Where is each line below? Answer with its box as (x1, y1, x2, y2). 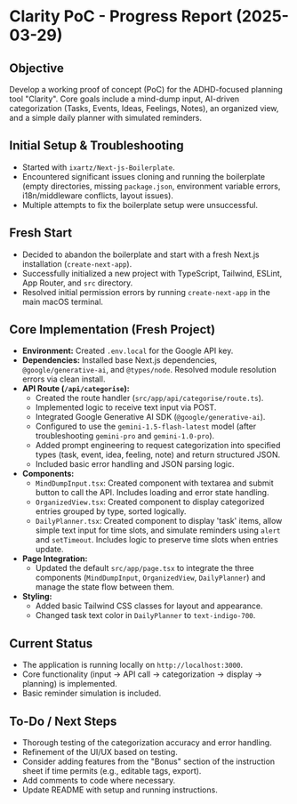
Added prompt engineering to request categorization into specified (35, 440, 281, 451)
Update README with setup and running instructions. (21, 784, 218, 795)
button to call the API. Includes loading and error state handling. (35, 487, 269, 498)
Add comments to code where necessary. (21, 776, 176, 786)
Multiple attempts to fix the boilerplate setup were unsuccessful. (21, 199, 259, 210)
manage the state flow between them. (35, 582, 175, 592)
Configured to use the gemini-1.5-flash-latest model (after (35, 421, 257, 432)
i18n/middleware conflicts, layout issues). (21, 189, 173, 201)
